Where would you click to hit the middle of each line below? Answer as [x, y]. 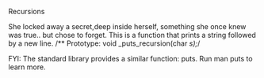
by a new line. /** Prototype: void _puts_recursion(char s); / [104, 43]
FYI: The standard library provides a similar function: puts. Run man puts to [130, 59]
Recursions [27, 11]
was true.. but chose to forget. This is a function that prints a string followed [132, 35]
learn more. [27, 67]
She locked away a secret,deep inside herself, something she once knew [127, 26]
